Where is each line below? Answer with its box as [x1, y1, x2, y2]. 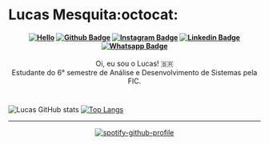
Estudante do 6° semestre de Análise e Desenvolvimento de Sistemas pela [11, 68, 258, 78]
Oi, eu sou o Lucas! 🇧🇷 [95, 58, 174, 69]
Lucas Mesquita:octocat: [8, 6, 179, 24]
